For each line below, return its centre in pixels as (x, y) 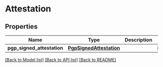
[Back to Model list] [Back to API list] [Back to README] (61, 60)
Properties (21, 27)
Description (139, 40)
